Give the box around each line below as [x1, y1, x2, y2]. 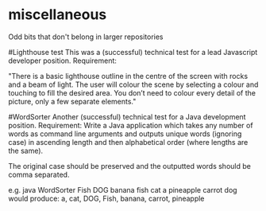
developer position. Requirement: [8, 56, 118, 65]
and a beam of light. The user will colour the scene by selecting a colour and [8, 80, 259, 89]
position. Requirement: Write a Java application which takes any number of [8, 120, 253, 130]
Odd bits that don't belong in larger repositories [8, 32, 164, 41]
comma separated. [8, 170, 70, 179]
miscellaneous [8, 6, 107, 24]
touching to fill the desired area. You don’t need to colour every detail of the [8, 88, 256, 97]
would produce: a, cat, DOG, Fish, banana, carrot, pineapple [8, 193, 205, 203]
